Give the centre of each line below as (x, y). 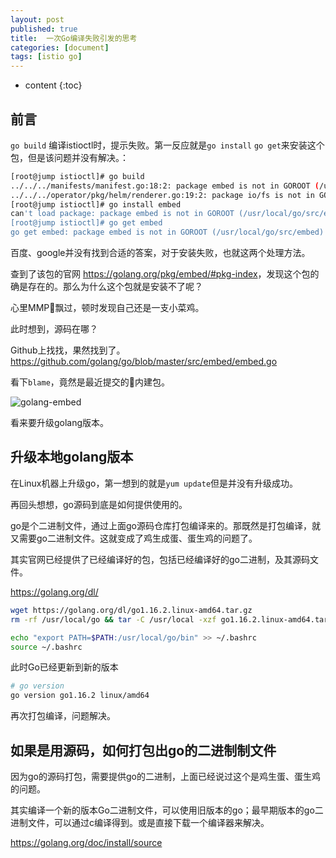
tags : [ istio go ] (46, 57)
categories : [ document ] (60, 47)
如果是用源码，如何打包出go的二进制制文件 (143, 750)
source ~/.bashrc (46, 647)
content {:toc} (53, 85)
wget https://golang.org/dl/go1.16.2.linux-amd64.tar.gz (131, 610)
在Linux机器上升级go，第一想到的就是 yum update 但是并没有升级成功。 (154, 483)
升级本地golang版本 (72, 457)
